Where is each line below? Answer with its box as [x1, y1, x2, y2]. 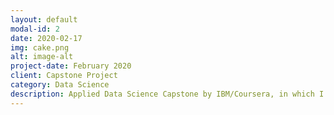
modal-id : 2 [10, 24, 60, 34]
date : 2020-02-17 [10, 33, 83, 43]
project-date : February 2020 [10, 61, 132, 71]
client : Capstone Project [10, 71, 118, 81]
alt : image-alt [10, 52, 74, 62]
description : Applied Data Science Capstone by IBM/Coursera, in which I [10, 89, 325, 99]
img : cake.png [10, 42, 70, 53]
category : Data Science [10, 80, 110, 90]
